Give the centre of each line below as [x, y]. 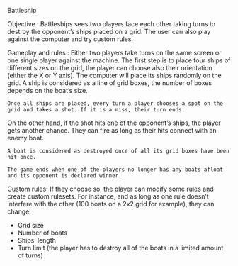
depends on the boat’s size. [48, 90]
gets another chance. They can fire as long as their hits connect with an [112, 130]
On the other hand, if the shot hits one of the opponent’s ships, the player [114, 123]
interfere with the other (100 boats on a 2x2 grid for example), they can [111, 204]
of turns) [30, 255]
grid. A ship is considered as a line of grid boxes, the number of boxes [110, 83]
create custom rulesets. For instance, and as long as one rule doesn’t [108, 196]
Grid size [31, 225]
